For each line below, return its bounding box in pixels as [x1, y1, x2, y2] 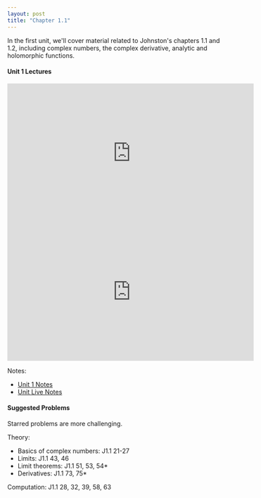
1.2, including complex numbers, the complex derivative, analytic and [7, 44, 208, 52]
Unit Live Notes [17, 387, 63, 396]
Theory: [7, 432, 30, 441]
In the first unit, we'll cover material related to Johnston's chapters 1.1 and [7, 36, 220, 44]
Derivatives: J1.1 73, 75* [17, 469, 87, 478]
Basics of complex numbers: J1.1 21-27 [17, 447, 130, 455]
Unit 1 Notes [17, 380, 53, 388]
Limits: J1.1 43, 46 [17, 454, 69, 462]
